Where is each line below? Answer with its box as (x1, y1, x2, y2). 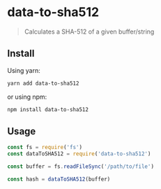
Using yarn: (7, 66, 40, 74)
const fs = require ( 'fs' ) (7, 144, 82, 151)
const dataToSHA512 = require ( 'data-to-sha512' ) (7, 150, 151, 157)
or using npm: (7, 92, 47, 101)
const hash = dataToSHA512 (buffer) (7, 176, 111, 183)
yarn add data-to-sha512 (7, 80, 79, 87)
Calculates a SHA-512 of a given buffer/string (24, 27, 155, 36)
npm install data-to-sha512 (7, 106, 89, 113)
